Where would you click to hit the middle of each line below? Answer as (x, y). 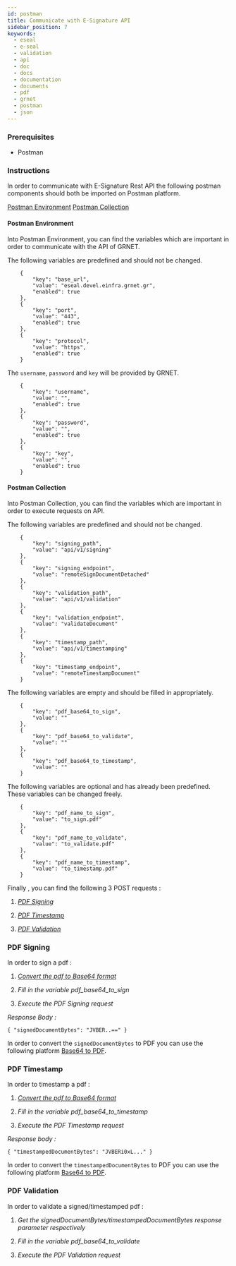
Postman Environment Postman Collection (68, 207)
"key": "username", (61, 392)
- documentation (37, 79)
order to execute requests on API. (56, 511)
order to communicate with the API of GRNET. (74, 246)
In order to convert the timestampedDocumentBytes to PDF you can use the (113, 1165)
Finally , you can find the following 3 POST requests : (84, 888)
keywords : (22, 34)
